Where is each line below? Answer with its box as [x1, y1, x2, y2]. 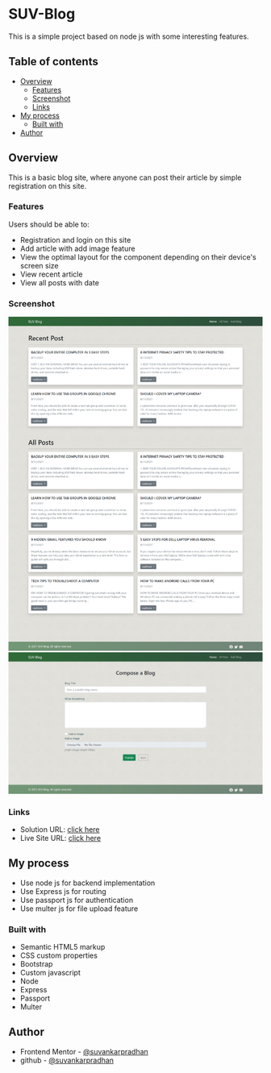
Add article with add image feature [19, 243, 135, 253]
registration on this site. [8, 181, 87, 190]
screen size [19, 260, 59, 270]
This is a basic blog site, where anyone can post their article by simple [8, 173, 242, 182]
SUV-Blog [8, 5, 76, 23]
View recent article [19, 269, 83, 279]
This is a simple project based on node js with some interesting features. [8, 31, 249, 41]
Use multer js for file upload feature [19, 904, 139, 913]
